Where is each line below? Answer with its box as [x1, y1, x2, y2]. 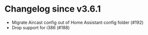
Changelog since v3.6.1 [4, 3, 101, 15]
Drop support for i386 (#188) [11, 24, 70, 30]
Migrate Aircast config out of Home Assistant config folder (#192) [11, 19, 144, 25]
